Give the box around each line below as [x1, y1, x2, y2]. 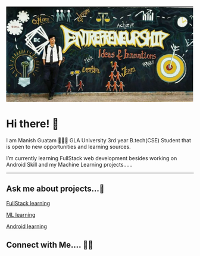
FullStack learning [6, 199, 51, 207]
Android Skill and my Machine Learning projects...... [6, 161, 133, 168]
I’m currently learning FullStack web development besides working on [6, 154, 177, 161]
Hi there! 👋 [6, 117, 60, 131]
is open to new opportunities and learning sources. [6, 143, 131, 150]
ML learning [6, 211, 36, 218]
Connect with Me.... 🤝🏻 [6, 240, 93, 250]
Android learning [6, 223, 48, 230]
